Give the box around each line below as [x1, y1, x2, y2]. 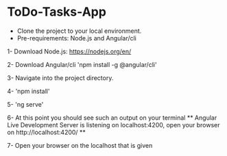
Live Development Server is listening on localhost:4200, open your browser [7, 120, 221, 129]
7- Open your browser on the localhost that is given [7, 141, 153, 149]
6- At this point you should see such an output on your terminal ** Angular [7, 114, 217, 122]
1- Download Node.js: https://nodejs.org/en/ [7, 47, 132, 55]
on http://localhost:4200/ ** [7, 128, 86, 136]
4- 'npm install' [7, 87, 50, 95]
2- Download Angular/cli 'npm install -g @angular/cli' [7, 60, 157, 68]
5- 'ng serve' [7, 100, 44, 108]
